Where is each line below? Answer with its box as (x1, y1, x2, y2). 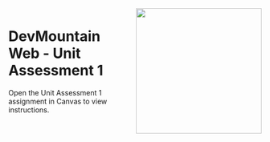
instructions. (8, 104, 50, 115)
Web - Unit (8, 44, 82, 63)
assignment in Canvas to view (8, 96, 108, 106)
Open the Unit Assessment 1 (8, 87, 102, 97)
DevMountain (8, 27, 101, 46)
